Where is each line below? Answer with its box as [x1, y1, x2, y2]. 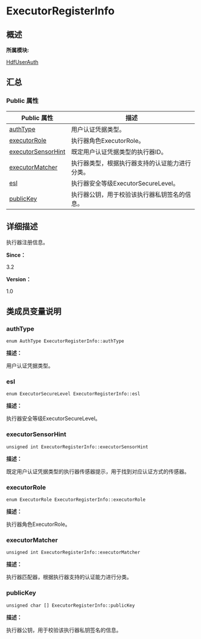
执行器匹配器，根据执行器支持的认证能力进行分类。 [6, 573, 132, 581]
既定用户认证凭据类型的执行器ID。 [71, 148, 167, 156]
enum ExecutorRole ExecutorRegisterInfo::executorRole [6, 497, 146, 503]
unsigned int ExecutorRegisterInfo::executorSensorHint [6, 444, 148, 450]
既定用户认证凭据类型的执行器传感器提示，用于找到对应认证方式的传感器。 [6, 468, 190, 475]
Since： [6, 251, 26, 258]
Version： [6, 275, 32, 282]
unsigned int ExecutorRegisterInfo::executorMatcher [6, 549, 141, 556]
